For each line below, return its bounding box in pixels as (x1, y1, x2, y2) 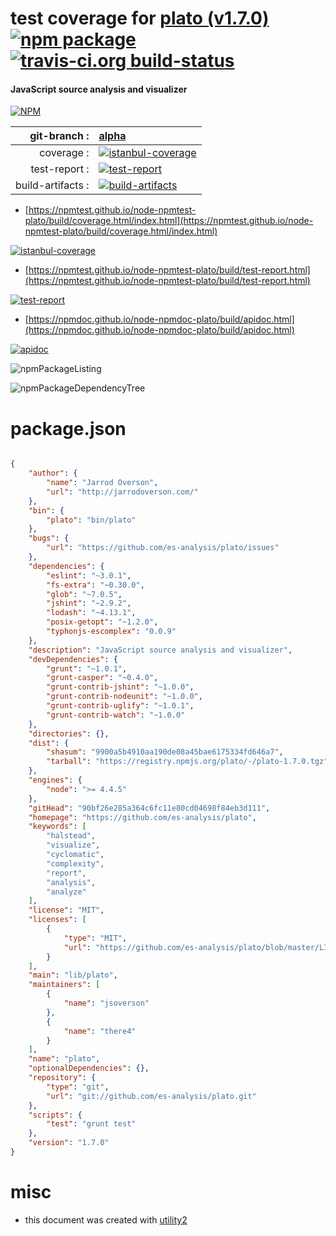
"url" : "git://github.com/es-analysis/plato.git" (46, 1091, 257, 1101)
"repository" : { (28, 1073, 97, 1083)
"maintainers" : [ (28, 980, 101, 990)
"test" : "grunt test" (46, 1119, 137, 1129)
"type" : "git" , (46, 1082, 110, 1092)
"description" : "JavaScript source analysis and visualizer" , (28, 645, 293, 655)
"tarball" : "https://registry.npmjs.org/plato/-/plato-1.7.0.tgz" (46, 757, 329, 767)
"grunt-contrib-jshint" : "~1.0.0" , (46, 682, 195, 692)
